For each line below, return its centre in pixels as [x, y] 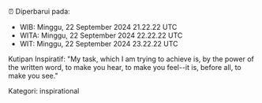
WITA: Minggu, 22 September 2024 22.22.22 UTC [101, 35]
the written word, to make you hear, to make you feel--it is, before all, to [125, 67]
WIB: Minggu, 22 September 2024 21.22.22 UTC [98, 27]
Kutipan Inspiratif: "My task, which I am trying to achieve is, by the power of [131, 59]
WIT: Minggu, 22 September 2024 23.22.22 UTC [99, 44]
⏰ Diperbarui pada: [39, 11]
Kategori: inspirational [44, 91]
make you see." [33, 75]
